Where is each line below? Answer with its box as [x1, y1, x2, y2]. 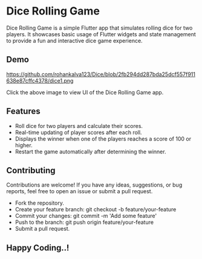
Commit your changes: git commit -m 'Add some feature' [15, 213, 157, 220]
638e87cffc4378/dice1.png [6, 77, 74, 84]
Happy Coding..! [6, 243, 70, 253]
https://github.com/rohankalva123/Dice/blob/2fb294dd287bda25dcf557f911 [6, 71, 195, 78]
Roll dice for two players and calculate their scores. [15, 122, 143, 129]
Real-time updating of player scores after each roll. [15, 129, 142, 136]
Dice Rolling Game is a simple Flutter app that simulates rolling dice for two [6, 24, 193, 31]
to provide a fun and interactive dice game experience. [6, 37, 143, 44]
